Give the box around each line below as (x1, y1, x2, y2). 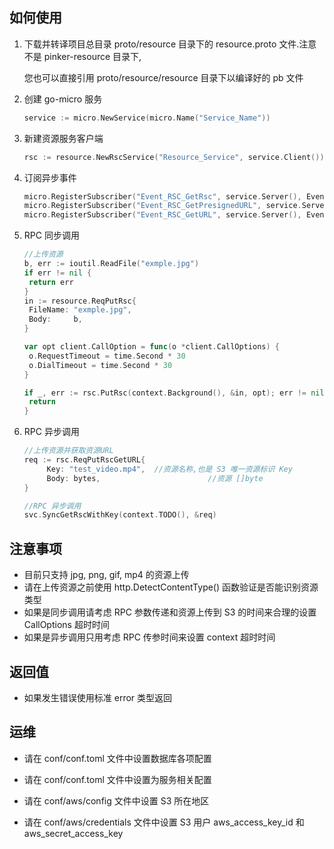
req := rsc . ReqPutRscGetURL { (23, 455, 146, 465)
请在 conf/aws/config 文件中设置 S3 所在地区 (23, 794, 210, 807)
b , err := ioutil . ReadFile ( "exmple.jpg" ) (23, 259, 200, 269)
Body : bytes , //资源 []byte (46, 473, 264, 483)
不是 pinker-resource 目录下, (23, 50, 142, 62)
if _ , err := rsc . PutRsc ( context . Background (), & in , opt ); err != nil (23, 388, 325, 398)
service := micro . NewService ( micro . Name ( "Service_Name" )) (23, 113, 271, 123)
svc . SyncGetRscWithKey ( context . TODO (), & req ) (23, 510, 217, 520)
